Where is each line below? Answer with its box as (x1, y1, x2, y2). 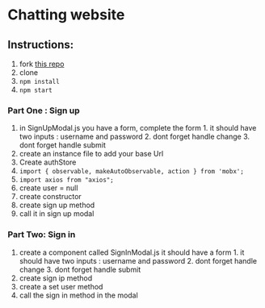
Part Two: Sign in (7, 229, 76, 240)
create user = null (19, 183, 78, 193)
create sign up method (19, 200, 95, 210)
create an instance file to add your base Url (19, 149, 164, 159)
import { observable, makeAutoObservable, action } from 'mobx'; (19, 168, 244, 176)
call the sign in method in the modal (19, 290, 138, 300)
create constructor (19, 192, 82, 202)
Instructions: (7, 38, 74, 52)
